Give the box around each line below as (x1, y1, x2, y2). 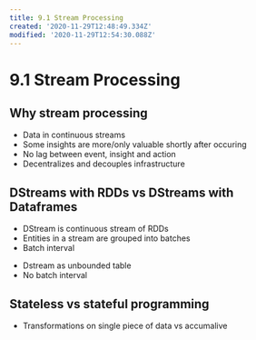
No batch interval (22, 270, 88, 281)
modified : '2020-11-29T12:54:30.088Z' (9, 30, 156, 39)
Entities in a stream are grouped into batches (22, 233, 191, 244)
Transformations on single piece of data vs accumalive (22, 320, 228, 331)
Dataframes (9, 199, 78, 215)
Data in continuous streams (22, 129, 125, 141)
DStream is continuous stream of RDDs (22, 224, 170, 235)
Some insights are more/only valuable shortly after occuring (22, 139, 247, 150)
